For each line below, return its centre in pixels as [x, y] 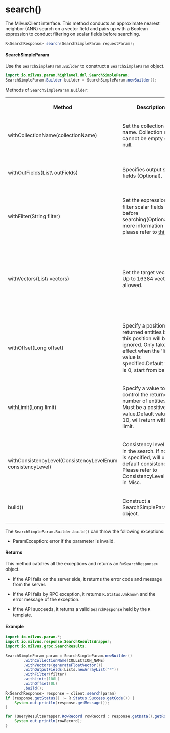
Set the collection [143, 126]
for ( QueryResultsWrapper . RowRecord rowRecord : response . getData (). [80, 717]
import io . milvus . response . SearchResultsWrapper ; [59, 642]
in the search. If [141, 451]
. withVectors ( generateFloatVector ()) [63, 665]
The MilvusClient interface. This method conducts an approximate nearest [83, 23]
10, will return [139, 420]
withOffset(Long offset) [36, 348]
